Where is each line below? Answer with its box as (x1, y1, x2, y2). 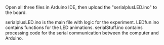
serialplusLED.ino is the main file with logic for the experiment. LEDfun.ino (5, 19, 159, 25)
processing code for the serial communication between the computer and (5, 30, 159, 35)
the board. (5, 9, 27, 15)
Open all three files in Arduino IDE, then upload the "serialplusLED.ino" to (5, 4, 157, 10)
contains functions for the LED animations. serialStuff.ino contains (5, 24, 143, 30)
